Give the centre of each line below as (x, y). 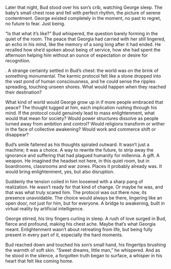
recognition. (18, 60)
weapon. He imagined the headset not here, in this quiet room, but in (77, 161)
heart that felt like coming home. (39, 261)
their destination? (23, 92)
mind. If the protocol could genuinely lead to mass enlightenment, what (80, 113)
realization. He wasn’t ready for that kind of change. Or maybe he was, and (84, 187)
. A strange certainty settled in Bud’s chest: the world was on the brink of (82, 70)
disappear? (17, 134)
